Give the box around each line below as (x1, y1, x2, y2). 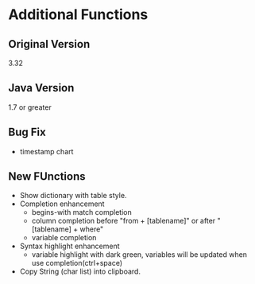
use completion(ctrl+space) (31, 259, 123, 268)
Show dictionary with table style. (19, 191, 127, 200)
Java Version (8, 81, 75, 95)
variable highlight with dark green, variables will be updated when (31, 250, 248, 259)
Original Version (8, 37, 91, 51)
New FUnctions (8, 169, 86, 184)
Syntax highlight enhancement (19, 241, 120, 251)
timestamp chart (19, 146, 74, 156)
